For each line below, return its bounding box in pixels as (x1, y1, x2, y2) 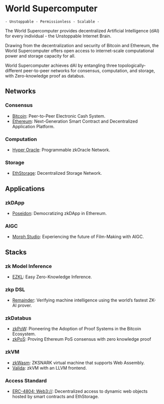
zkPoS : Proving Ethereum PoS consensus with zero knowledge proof (12, 336, 152, 342)
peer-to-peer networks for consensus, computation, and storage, (23, 67, 155, 74)
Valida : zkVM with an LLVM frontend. (12, 365, 87, 371)
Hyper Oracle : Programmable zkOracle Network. (12, 147, 111, 153)
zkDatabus (5, 315, 32, 322)
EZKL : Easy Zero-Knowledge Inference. (12, 273, 92, 280)
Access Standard (5, 377, 47, 384)
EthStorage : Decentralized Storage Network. (12, 170, 102, 176)
